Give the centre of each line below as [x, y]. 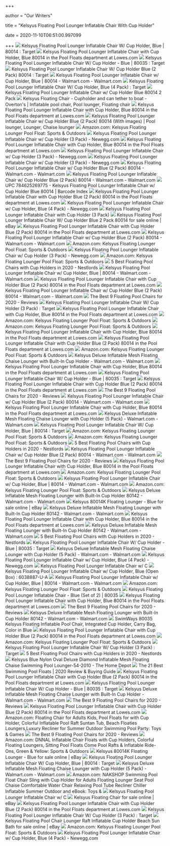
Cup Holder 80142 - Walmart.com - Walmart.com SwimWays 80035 [79, 619]
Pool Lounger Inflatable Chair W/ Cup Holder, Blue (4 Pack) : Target [75, 87]
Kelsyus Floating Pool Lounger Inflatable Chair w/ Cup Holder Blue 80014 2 [83, 92]
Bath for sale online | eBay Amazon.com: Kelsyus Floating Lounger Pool [83, 827]
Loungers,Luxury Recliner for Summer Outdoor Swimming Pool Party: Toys [83, 728]
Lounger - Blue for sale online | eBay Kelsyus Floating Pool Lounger [79, 757]
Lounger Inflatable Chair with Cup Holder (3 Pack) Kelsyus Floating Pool [83, 215]
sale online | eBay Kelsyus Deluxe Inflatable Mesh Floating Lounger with [83, 507]
